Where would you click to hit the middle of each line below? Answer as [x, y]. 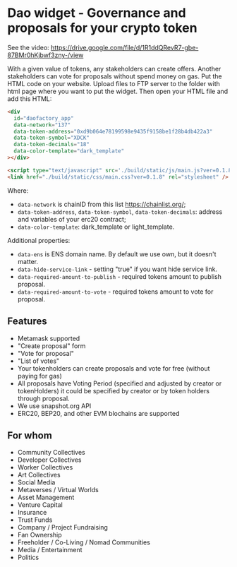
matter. [28, 261]
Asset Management [46, 497]
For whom [30, 435]
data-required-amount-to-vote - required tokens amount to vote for [115, 292]
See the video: [28, 47]
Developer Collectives [49, 460]
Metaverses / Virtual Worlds [58, 490]
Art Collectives [39, 475]
